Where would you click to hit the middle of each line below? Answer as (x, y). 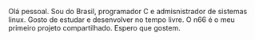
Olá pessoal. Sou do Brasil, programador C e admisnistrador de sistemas (128, 11)
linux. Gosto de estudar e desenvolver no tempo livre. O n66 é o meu (122, 20)
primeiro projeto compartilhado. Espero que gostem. (95, 28)
